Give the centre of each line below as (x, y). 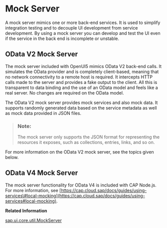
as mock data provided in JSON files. (43, 113)
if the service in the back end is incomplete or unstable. (62, 38)
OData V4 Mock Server (42, 173)
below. (12, 157)
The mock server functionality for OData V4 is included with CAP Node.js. (81, 185)
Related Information (26, 210)
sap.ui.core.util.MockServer (34, 220)
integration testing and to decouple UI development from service (72, 27)
